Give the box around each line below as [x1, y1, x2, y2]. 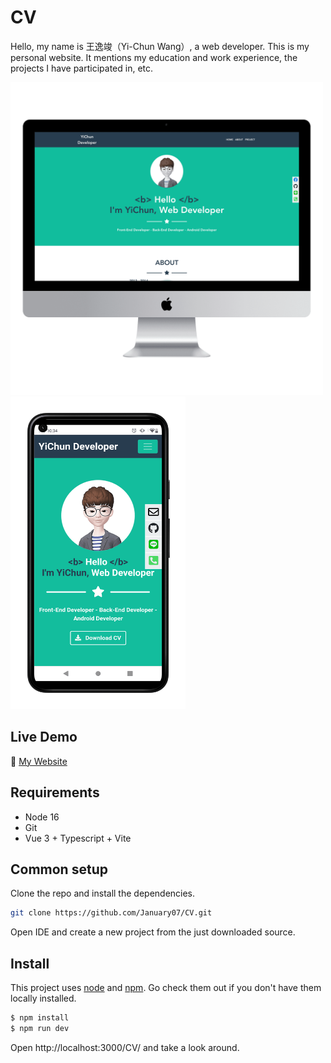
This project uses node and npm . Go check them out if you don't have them [10, 982, 322, 994]
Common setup [10, 861, 108, 878]
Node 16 [24, 811, 60, 823]
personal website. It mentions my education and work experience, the [10, 51, 298, 63]
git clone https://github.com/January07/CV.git [10, 908, 213, 918]
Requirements [10, 784, 100, 801]
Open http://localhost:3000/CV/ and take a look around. [10, 1041, 240, 1053]
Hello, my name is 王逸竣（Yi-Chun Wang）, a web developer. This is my [10, 40, 310, 52]
